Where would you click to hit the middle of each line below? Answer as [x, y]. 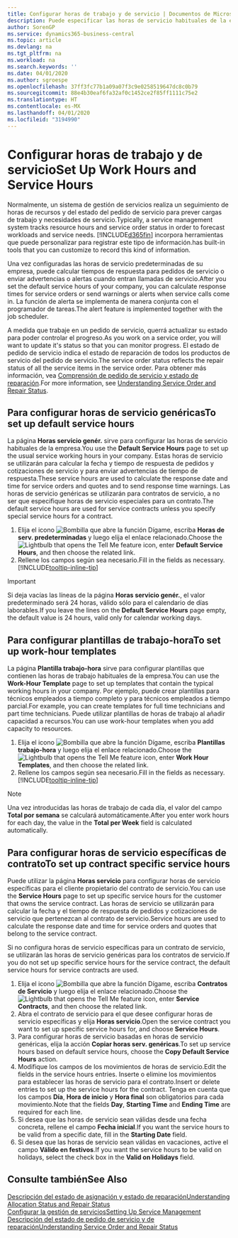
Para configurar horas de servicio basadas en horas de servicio [110, 1036]
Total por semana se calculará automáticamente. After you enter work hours [118, 815]
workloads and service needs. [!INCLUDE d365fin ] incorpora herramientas [115, 234]
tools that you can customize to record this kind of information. [99, 250]
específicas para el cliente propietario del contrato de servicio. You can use [117, 888]
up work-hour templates [62, 651]
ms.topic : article [34, 40]
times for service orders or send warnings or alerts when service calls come [119, 294]
